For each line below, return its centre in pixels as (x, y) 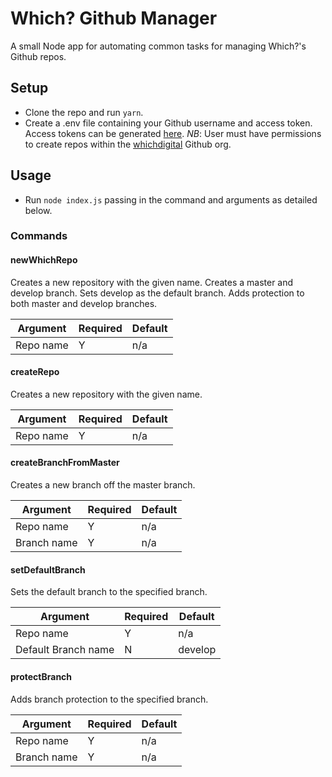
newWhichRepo (44, 260)
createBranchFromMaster (65, 463)
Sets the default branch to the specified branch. (109, 592)
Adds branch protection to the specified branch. (109, 699)
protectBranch (41, 676)
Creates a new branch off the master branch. (103, 485)
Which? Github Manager (114, 18)
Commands (39, 236)
